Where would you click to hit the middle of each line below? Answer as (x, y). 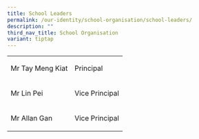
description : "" (30, 26)
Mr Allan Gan (32, 118)
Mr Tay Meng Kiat (39, 68)
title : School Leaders (40, 13)
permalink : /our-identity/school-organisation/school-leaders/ (100, 20)
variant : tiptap (30, 39)
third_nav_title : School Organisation (63, 33)
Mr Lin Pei (27, 94)
